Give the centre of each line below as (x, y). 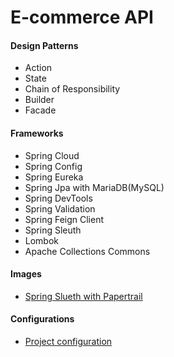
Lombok (42, 240)
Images (26, 274)
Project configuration (68, 341)
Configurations (42, 319)
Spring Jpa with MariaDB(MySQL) (94, 187)
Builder (39, 100)
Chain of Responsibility (72, 89)
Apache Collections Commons (87, 251)
